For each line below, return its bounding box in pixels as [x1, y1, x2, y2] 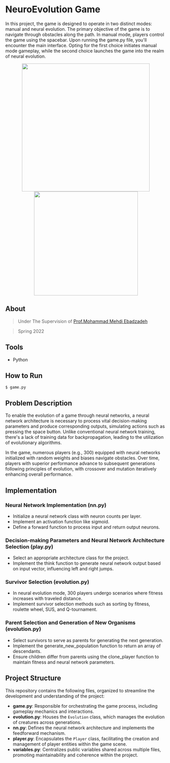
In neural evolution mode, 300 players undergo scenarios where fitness [12, 590, 163, 596]
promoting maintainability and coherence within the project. [12, 752, 138, 758]
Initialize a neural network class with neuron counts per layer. [12, 513, 142, 519]
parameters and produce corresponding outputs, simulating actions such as [5, 423, 165, 430]
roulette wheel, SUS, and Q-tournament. [12, 606, 98, 612]
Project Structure [5, 674, 61, 683]
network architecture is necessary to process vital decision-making [5, 418, 147, 424]
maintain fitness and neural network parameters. [12, 659, 115, 665]
